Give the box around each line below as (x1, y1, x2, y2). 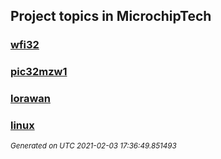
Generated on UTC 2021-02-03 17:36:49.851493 (10, 141, 177, 151)
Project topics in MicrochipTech (10, 8, 212, 25)
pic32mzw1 (10, 65, 68, 79)
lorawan (10, 92, 51, 106)
